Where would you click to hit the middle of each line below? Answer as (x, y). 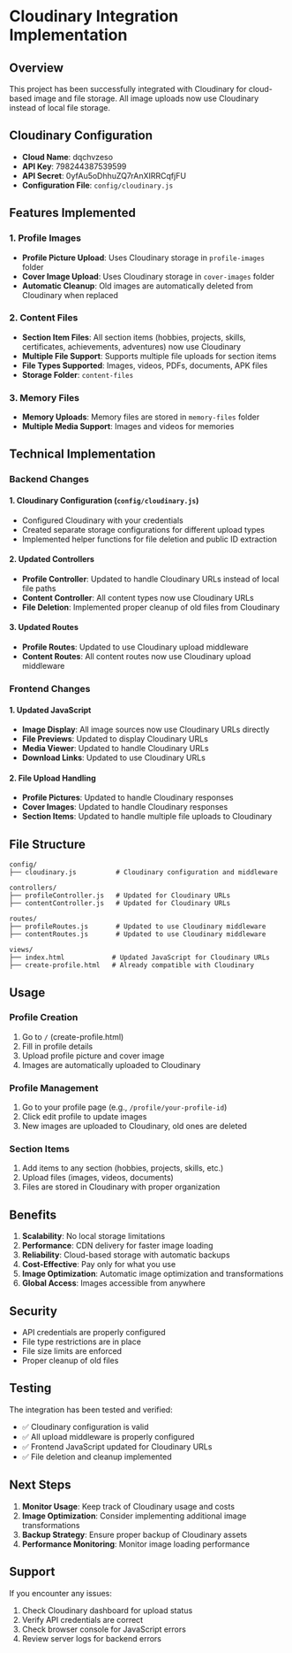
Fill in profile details (57, 1046)
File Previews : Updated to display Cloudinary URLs (115, 739)
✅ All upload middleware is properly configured (108, 1436)
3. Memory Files (45, 397)
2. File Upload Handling (52, 778)
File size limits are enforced (71, 1351)
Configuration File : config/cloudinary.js (97, 185)
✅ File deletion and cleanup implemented (97, 1457)
